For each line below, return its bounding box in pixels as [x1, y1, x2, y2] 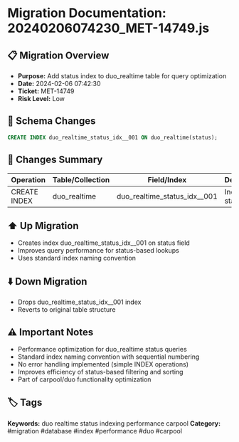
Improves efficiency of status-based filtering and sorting [17, 367, 184, 376]
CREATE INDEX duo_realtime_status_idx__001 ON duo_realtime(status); [7, 134, 218, 141]
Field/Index [147, 174, 187, 184]
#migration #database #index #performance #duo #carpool [7, 426, 183, 435]
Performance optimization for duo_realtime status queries [17, 344, 187, 353]
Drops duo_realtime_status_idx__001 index [17, 298, 142, 307]
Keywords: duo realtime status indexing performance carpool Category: [7, 419, 221, 428]
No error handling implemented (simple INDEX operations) [17, 359, 189, 368]
